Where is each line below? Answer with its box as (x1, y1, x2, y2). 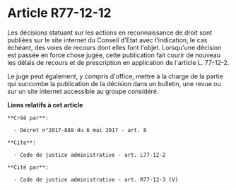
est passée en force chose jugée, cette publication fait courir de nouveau (7, 51, 221, 59)
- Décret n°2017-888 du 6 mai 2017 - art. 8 (13, 126, 147, 133)
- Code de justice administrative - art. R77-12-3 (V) (13, 176, 179, 183)
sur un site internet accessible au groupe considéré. (7, 87, 159, 95)
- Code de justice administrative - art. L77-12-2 (13, 151, 166, 158)
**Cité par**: (7, 164, 49, 171)
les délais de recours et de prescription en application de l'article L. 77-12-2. (7, 58, 230, 66)
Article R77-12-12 (7, 5, 112, 21)
